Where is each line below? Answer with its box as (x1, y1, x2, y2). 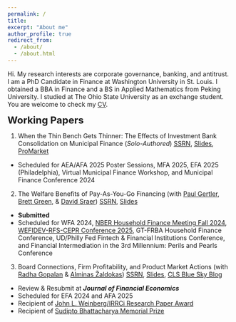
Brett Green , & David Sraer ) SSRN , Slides (17, 197, 138, 205)
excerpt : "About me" (7, 24, 69, 31)
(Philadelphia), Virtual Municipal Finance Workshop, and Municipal (17, 168, 213, 177)
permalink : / (7, 10, 46, 18)
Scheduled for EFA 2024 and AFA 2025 (17, 291, 133, 300)
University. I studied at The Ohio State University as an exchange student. (7, 92, 225, 100)
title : (7, 17, 27, 24)
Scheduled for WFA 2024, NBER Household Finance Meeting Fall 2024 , (17, 218, 227, 227)
